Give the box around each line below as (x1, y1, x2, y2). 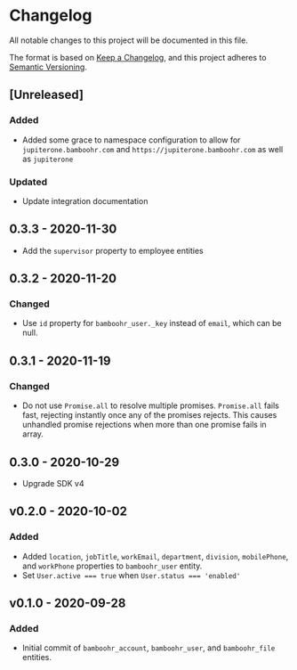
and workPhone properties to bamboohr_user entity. (21, 560, 203, 571)
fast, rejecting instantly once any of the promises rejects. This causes (21, 410, 277, 421)
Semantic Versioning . (9, 61, 87, 72)
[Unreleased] (9, 87, 84, 102)
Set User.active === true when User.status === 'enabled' (21, 569, 241, 580)
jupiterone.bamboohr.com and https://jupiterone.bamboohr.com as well (21, 143, 284, 154)
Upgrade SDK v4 (21, 478, 84, 488)
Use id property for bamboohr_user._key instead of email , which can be (21, 318, 282, 329)
